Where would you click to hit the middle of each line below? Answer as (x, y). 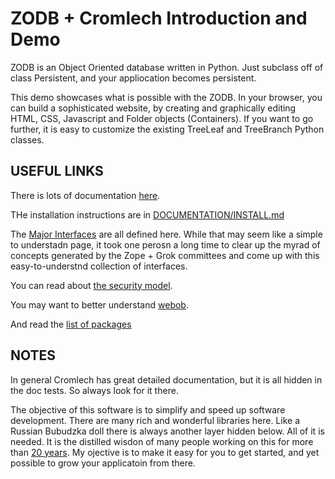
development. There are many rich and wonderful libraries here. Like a (155, 420)
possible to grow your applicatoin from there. (103, 463)
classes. (27, 139)
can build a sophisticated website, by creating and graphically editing (153, 108)
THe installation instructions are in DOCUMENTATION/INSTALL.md (147, 214)
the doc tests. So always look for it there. (94, 390)
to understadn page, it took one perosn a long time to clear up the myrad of (165, 244)
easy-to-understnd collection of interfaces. (99, 266)
